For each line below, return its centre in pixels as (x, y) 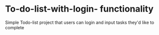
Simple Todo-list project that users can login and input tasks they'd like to (79, 22)
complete (15, 27)
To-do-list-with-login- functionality (79, 9)
